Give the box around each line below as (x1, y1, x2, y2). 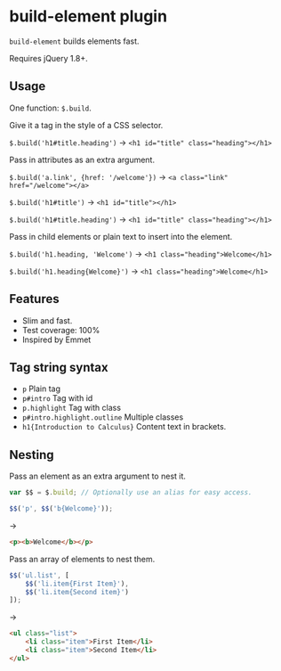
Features (9, 291, 60, 307)
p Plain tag (21, 383, 60, 394)
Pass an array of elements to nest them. (9, 553, 156, 564)
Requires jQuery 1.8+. (9, 53, 88, 63)
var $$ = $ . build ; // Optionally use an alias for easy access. (9, 488, 253, 497)
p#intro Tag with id (21, 393, 93, 404)
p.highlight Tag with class (21, 403, 122, 413)
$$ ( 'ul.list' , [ (9, 570, 69, 580)
